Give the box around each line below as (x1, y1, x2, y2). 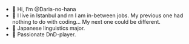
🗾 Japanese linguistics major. (12, 24, 85, 32)
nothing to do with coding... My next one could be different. (12, 18, 161, 25)
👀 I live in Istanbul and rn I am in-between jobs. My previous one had (12, 12, 184, 19)
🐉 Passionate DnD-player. (12, 31, 76, 38)
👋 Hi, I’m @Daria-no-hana (12, 6, 76, 12)
